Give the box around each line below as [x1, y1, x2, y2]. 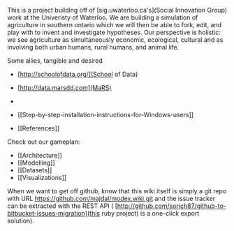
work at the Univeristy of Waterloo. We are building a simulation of [7, 13, 198, 22]
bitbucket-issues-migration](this [7, 209, 100, 217]
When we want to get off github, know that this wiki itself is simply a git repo [7, 187, 227, 195]
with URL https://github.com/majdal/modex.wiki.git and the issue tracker [7, 195, 216, 202]
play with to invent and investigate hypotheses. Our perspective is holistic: [7, 28, 221, 36]
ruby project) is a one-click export [101, 209, 200, 217]
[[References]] [17, 124, 60, 132]
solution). [7, 216, 35, 225]
